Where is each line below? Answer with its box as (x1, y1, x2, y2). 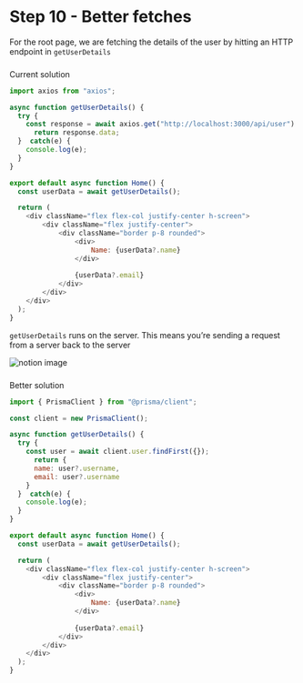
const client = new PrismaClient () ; (9, 414, 148, 423)
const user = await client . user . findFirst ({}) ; (25, 447, 209, 457)
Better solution (9, 379, 65, 390)
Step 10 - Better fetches (9, 6, 192, 27)
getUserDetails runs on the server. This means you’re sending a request (9, 329, 280, 340)
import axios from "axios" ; (9, 86, 116, 95)
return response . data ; (33, 128, 120, 137)
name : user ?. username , (33, 464, 120, 473)
